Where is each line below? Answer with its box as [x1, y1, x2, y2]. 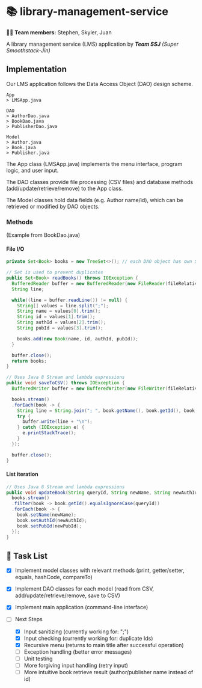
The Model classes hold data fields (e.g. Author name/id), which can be [6, 196, 183, 203]
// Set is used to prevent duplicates [6, 269, 103, 275]
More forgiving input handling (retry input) [23, 662, 128, 669]
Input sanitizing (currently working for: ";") [23, 628, 129, 635]
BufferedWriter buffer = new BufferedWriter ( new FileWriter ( [11, 385, 168, 392]
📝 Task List [6, 551, 48, 561]
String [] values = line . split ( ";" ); [17, 303, 109, 309]
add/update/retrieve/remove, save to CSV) [14, 592, 120, 599]
